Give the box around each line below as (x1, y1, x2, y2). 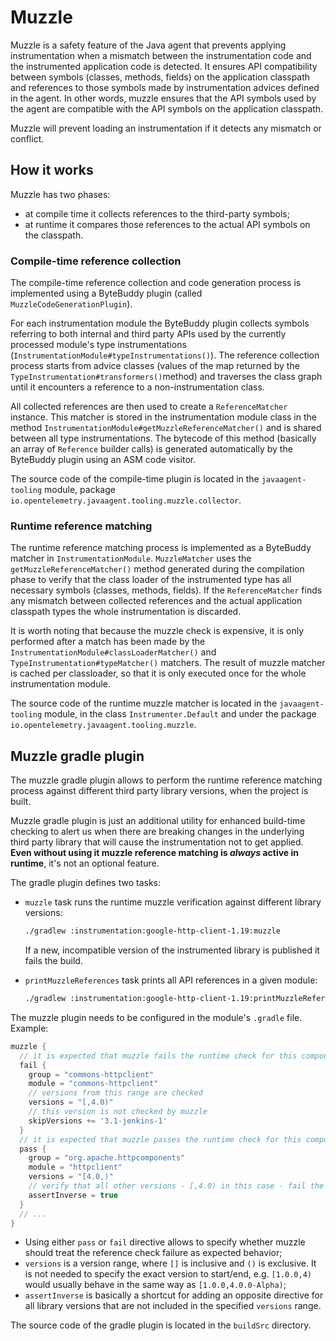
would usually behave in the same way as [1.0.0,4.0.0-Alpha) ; (24, 1279, 287, 1291)
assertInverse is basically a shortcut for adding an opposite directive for (24, 1289, 324, 1301)
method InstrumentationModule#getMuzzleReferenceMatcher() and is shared (10, 422, 322, 434)
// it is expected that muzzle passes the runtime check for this (19, 1134, 302, 1145)
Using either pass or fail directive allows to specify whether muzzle (24, 1236, 306, 1248)
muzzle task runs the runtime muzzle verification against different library (24, 896, 322, 908)
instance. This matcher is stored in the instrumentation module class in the (10, 411, 317, 423)
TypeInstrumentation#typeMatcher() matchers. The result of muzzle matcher (10, 657, 326, 669)
